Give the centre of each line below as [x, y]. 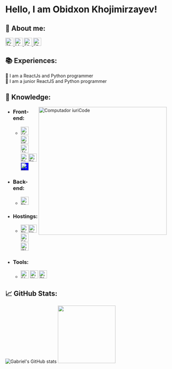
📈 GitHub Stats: [31, 294]
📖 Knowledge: [28, 97]
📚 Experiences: [31, 61]
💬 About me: [25, 28]
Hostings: [25, 216]
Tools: [21, 262]
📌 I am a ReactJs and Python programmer [49, 76]
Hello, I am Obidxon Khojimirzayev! [81, 9]
